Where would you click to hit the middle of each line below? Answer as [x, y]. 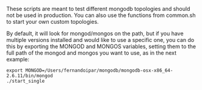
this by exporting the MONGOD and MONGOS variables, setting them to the [101, 46]
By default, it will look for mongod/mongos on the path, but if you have [95, 33]
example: [18, 59]
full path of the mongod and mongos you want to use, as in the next [92, 53]
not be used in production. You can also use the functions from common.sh [101, 15]
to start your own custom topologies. [52, 22]
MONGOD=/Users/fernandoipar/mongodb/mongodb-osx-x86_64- [99, 71]
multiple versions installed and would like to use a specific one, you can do [100, 40]
